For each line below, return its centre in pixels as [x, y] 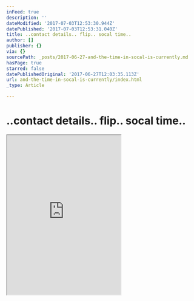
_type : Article [25, 86]
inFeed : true [23, 12]
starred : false [25, 68]
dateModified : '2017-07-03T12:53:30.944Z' [61, 23]
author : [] [20, 40]
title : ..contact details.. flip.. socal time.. [69, 35]
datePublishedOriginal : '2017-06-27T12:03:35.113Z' [73, 74]
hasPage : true [24, 63]
